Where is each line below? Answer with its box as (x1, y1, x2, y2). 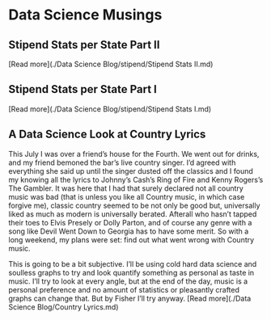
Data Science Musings (8, 6, 163, 24)
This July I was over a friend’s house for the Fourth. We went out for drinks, (8, 149, 260, 158)
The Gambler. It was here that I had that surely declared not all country (8, 183, 244, 193)
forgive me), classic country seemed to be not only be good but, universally (8, 200, 260, 210)
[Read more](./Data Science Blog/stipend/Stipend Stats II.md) (8, 59, 214, 69)
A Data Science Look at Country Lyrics (8, 128, 206, 141)
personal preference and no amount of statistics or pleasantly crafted (8, 284, 240, 294)
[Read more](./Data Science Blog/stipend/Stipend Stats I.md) (8, 103, 212, 114)
